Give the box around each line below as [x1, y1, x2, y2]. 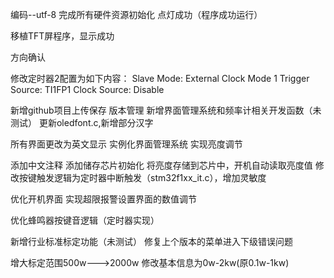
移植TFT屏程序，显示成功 [10, 30, 115, 42]
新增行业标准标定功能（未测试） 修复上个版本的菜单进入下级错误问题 [10, 236, 293, 247]
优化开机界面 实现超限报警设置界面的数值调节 [10, 193, 197, 205]
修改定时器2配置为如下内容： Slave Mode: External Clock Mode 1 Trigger [10, 73, 310, 84]
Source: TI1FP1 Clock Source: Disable [10, 84, 165, 95]
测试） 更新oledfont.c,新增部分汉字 [10, 117, 154, 128]
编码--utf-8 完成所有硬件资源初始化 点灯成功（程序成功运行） [10, 9, 263, 20]
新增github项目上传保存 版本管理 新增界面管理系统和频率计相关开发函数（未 [10, 104, 322, 116]
